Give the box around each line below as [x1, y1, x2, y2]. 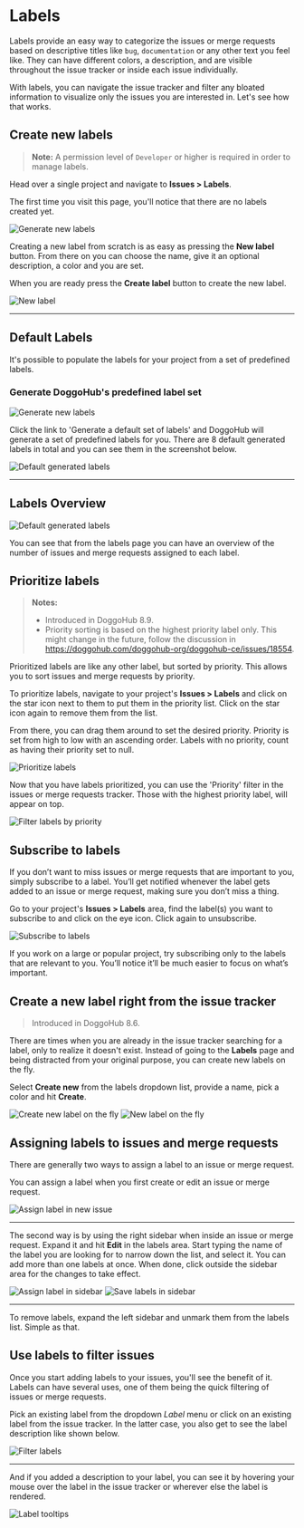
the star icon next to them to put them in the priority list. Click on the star [9, 698, 280, 709]
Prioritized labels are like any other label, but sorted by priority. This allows [9, 661, 288, 672]
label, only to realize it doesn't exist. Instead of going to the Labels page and [9, 1045, 295, 1056]
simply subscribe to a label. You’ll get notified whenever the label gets [9, 876, 271, 888]
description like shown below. [9, 1427, 120, 1438]
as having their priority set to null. [9, 745, 135, 755]
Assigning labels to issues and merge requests [9, 1135, 279, 1150]
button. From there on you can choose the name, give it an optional [9, 250, 260, 261]
